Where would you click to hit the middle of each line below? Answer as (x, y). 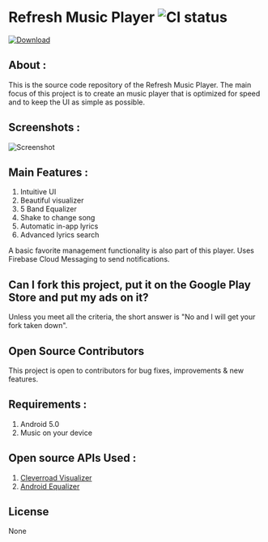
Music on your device (56, 433)
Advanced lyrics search (60, 235)
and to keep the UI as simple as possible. (77, 102)
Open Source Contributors (77, 351)
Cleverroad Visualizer (56, 477)
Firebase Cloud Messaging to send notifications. (89, 259)
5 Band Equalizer (48, 209)
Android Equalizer (50, 486)
